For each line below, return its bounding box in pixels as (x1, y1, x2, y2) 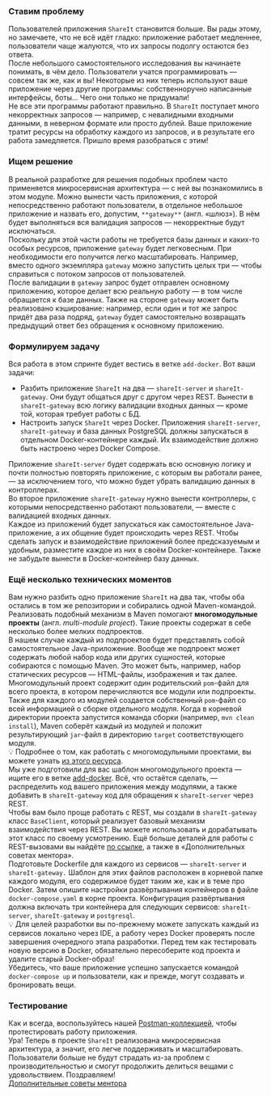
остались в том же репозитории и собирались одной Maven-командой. (8, 601, 256, 611)
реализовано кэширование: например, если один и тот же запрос (8, 303, 238, 313)
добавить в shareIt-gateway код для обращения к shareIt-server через (8, 790, 254, 800)
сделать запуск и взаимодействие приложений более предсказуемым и (8, 536, 260, 546)
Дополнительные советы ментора (8, 1078, 127, 1089)
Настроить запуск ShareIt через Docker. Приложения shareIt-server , (19, 417, 260, 427)
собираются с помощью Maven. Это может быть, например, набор (8, 661, 241, 671)
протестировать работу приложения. (8, 1027, 138, 1037)
